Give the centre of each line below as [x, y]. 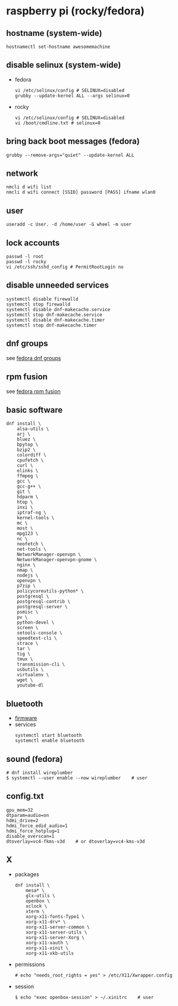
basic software [35, 410]
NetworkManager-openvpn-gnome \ [57, 560]
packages [27, 874]
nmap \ [25, 570]
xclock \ [37, 906]
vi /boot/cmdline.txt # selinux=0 [57, 123]
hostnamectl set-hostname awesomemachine [58, 47]
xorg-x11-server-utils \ [57, 932]
